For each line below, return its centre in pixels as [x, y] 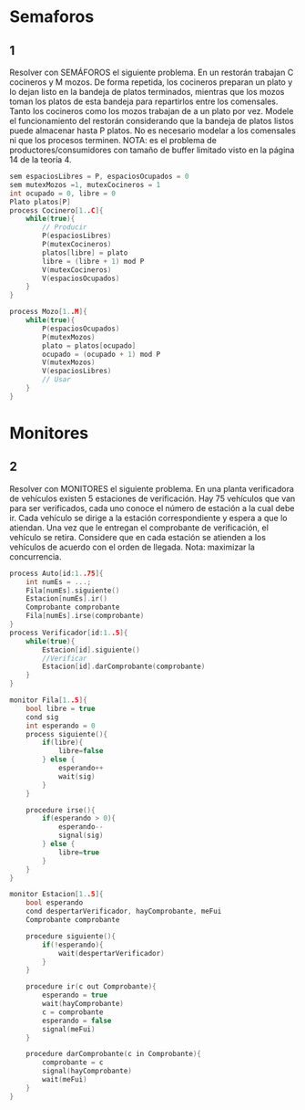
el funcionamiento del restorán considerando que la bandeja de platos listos [152, 121]
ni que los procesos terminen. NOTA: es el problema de [113, 140]
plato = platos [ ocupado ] [89, 346]
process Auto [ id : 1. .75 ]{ [56, 573]
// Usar [56, 380]
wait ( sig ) [76, 776]
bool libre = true [61, 708]
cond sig [42, 717]
